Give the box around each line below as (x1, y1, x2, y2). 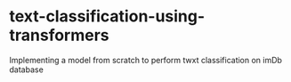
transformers (9, 25, 109, 45)
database (9, 64, 44, 75)
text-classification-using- (9, 6, 206, 27)
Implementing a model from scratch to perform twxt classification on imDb (9, 54, 283, 65)
